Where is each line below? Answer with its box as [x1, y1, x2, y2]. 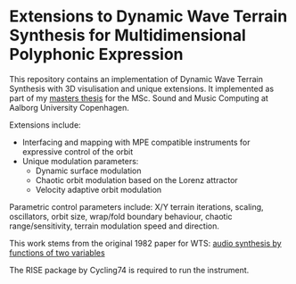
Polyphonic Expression [9, 45, 185, 64]
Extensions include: [9, 119, 82, 130]
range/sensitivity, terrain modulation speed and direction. [9, 221, 220, 231]
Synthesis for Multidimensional [9, 25, 247, 46]
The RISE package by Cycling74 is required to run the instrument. [9, 264, 250, 275]
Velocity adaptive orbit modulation [35, 184, 162, 195]
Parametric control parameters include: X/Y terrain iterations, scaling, [9, 201, 265, 212]
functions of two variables [9, 247, 105, 258]
